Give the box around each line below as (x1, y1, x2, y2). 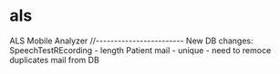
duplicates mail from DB (9, 54, 100, 65)
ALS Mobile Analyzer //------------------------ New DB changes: (9, 35, 254, 46)
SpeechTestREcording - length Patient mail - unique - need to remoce (9, 44, 272, 55)
